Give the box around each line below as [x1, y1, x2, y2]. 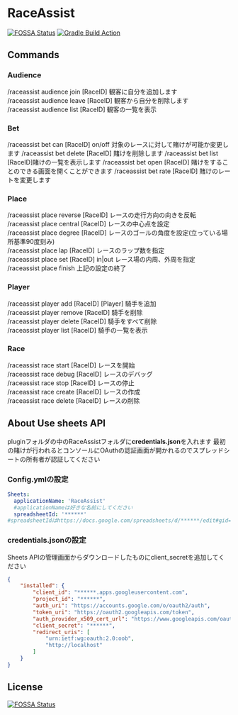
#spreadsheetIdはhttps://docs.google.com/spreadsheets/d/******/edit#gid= [7, 517, 232, 524]
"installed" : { [20, 582, 65, 589]
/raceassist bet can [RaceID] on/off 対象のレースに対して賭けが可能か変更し [7, 140, 229, 148]
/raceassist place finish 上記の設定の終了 [7, 264, 127, 272]
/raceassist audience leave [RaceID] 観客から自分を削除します [7, 96, 189, 104]
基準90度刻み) [13, 238, 55, 246]
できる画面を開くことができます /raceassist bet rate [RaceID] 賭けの [19, 167, 218, 175]
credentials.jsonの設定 [7, 536, 86, 545]
